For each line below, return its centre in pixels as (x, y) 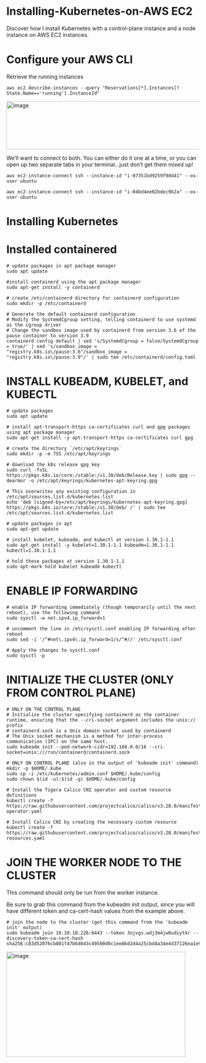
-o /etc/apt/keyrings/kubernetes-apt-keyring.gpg (93, 481)
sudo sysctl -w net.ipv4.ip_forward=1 (56, 618)
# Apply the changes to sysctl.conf (53, 650)
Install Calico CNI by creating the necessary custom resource (94, 822)
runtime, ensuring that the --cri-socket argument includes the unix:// (101, 720)
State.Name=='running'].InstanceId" (53, 93)
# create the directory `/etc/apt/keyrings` (64, 448)
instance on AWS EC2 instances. (48, 34)
